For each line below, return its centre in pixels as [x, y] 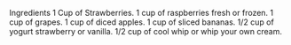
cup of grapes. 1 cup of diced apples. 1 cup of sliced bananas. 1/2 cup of [142, 22]
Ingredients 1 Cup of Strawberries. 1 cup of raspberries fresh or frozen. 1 [141, 13]
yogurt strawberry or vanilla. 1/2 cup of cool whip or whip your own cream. [145, 31]
